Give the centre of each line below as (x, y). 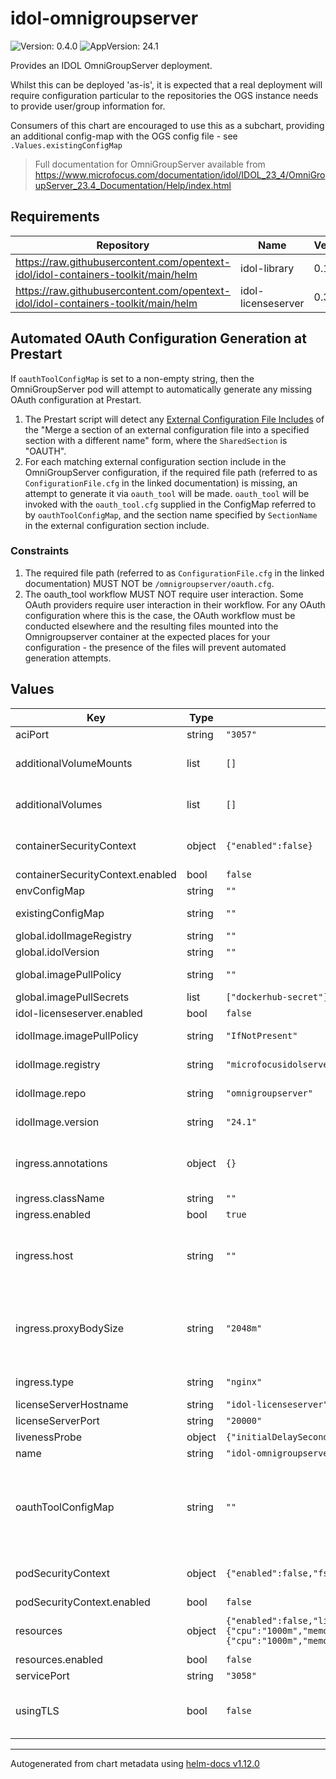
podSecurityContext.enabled (83, 1602)
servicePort (42, 1675)
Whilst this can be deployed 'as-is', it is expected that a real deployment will (166, 84)
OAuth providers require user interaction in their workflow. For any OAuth (175, 604)
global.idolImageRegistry (73, 935)
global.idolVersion (57, 952)
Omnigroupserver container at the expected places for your (147, 636)
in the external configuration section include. (117, 525)
